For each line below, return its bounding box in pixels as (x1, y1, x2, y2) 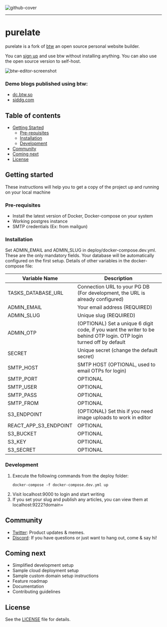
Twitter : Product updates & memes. (12, 529, 85, 535)
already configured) (77, 296, 124, 303)
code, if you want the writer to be (77, 326, 155, 333)
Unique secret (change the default (77, 347, 158, 354)
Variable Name (22, 275, 58, 282)
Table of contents (5, 111, 61, 120)
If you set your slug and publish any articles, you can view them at (12, 496, 148, 502)
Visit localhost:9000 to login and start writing (12, 491, 105, 497)
